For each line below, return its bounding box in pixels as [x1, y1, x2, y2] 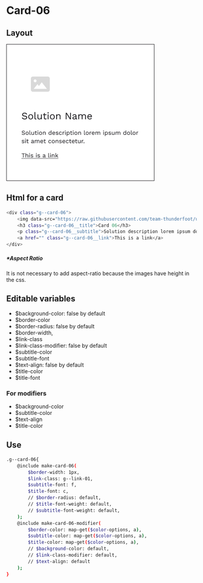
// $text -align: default [28, 558, 91, 564]
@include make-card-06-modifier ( [17, 520, 101, 526]
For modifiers [6, 389, 47, 397]
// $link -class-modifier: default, [28, 552, 118, 558]
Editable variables [6, 294, 76, 304]
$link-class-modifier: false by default [14, 342, 108, 349]
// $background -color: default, [28, 546, 110, 552]
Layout [6, 28, 33, 38]
